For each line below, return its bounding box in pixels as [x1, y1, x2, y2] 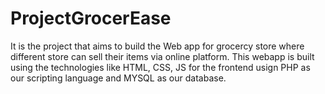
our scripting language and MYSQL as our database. [10, 72, 227, 84]
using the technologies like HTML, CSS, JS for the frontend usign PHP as [10, 61, 311, 73]
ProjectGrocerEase [10, 7, 172, 30]
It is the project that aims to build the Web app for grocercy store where [10, 40, 305, 52]
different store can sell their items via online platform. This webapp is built [10, 50, 315, 62]
